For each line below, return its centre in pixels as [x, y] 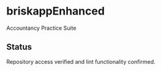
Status [19, 47]
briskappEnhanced [56, 11]
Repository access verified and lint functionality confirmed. [81, 61]
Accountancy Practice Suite [41, 28]
